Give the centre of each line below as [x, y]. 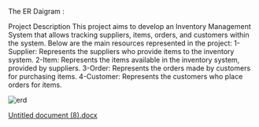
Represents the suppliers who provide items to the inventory [137, 51]
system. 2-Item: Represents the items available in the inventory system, [124, 60]
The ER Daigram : [37, 11]
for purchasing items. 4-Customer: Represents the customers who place [126, 76]
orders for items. [35, 85]
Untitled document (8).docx [53, 115]
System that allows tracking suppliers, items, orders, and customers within [129, 35]
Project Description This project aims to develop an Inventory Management [130, 26]
